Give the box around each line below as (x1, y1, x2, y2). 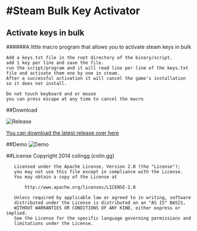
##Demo (6, 141, 28, 148)
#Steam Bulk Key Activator (6, 4, 140, 18)
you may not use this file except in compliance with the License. (14, 169, 183, 175)
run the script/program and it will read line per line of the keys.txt (6, 65, 189, 71)
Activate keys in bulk (6, 28, 84, 38)
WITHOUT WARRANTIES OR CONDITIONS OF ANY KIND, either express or (14, 205, 181, 211)
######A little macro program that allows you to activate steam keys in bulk (6, 43, 192, 50)
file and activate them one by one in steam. (6, 70, 120, 76)
